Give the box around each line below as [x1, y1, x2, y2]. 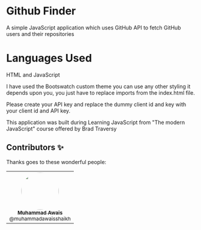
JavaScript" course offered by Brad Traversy [6, 125, 117, 132]
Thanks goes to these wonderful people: [6, 158, 107, 165]
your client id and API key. [6, 107, 71, 114]
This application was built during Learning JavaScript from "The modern [6, 119, 185, 126]
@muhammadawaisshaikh [9, 215, 71, 222]
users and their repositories [6, 30, 74, 37]
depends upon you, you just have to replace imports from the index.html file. [6, 89, 195, 96]
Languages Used [6, 52, 92, 65]
